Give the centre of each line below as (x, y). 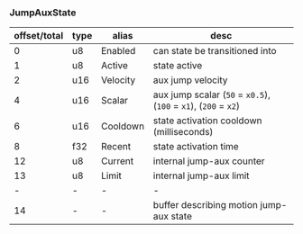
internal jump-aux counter (209, 161)
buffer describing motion (206, 205)
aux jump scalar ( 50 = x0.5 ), (211, 94)
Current (117, 161)
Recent (116, 147)
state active (178, 66)
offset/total (39, 36)
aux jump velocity (190, 80)
